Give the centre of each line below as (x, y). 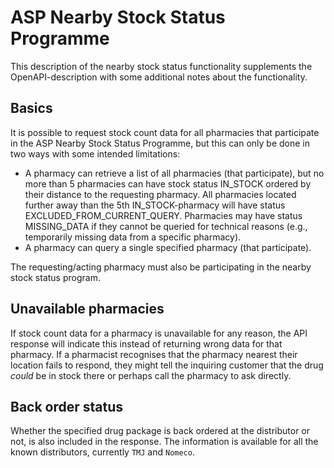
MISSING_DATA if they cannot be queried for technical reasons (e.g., (166, 226)
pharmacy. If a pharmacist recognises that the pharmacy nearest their (154, 354)
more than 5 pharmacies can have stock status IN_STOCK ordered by (168, 183)
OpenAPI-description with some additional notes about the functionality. (159, 77)
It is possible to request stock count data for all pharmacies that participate (165, 132)
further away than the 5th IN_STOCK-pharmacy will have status (155, 205)
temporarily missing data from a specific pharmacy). (133, 237)
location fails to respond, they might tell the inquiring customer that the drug (167, 365)
